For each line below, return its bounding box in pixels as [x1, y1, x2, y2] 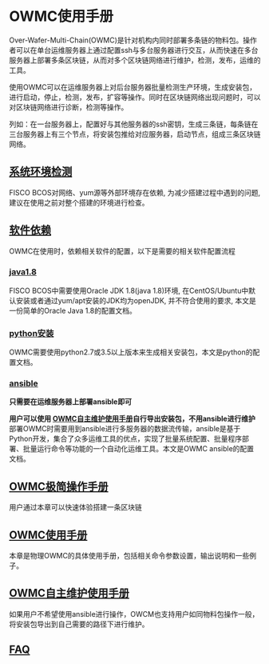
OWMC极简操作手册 [9, 479, 109, 493]
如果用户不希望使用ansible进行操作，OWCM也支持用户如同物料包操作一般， [9, 609, 259, 618]
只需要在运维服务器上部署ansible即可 [9, 397, 133, 406]
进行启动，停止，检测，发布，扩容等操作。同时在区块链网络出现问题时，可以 [9, 92, 261, 102]
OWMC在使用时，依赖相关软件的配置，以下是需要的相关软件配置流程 [9, 246, 236, 256]
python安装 [9, 327, 54, 338]
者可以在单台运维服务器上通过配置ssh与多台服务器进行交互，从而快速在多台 [9, 45, 259, 54]
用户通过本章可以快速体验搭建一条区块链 [9, 502, 142, 512]
